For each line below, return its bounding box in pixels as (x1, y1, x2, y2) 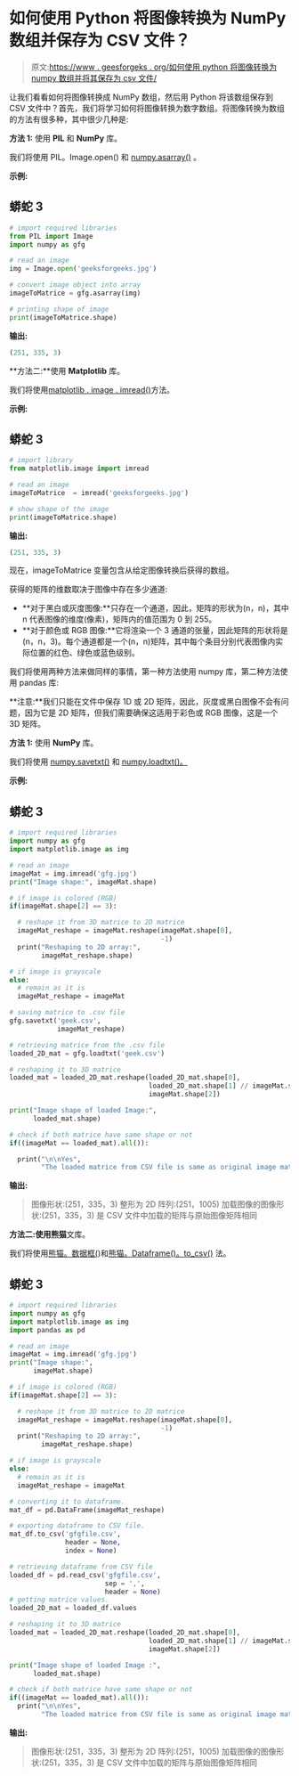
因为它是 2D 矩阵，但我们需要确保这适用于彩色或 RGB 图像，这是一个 (24, 707, 279, 718)
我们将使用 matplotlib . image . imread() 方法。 (9, 384, 175, 395)
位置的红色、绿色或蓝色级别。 (29, 648, 140, 658)
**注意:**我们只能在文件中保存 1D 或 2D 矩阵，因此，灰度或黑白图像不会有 (9, 697, 282, 707)
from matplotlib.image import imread (9, 464, 149, 473)
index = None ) (65, 1546, 117, 1555)
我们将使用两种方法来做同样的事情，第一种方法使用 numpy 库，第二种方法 (9, 666, 280, 677)
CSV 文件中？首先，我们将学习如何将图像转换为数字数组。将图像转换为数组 (9, 102, 285, 113)
